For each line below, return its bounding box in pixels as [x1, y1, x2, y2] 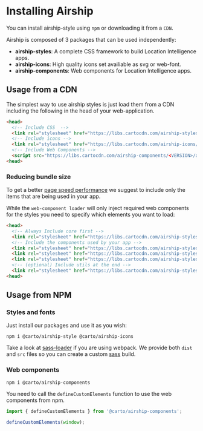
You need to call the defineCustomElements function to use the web [6, 390, 172, 397]
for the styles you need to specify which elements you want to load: [6, 211, 175, 219]
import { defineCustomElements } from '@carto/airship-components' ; [6, 408, 182, 414]
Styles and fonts [6, 308, 56, 317]
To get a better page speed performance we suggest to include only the [6, 186, 185, 194]
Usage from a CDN [6, 85, 77, 95]
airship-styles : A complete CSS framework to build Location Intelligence [14, 47, 196, 55]
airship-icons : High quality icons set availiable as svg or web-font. [14, 61, 181, 68]
